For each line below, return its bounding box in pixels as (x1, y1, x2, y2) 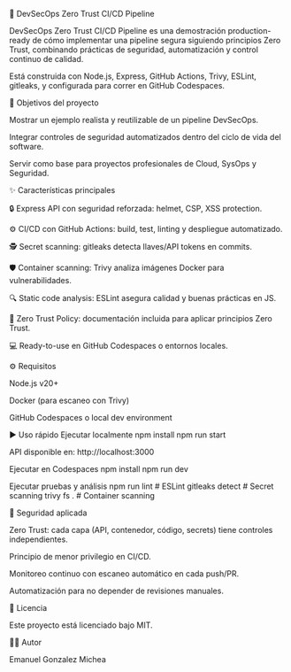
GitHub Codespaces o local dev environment (9, 413, 172, 422)
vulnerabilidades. (9, 275, 73, 285)
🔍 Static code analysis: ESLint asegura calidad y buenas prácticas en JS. (9, 293, 277, 303)
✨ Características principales (9, 185, 116, 195)
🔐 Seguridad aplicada (9, 507, 88, 518)
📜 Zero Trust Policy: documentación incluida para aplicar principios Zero (9, 313, 272, 323)
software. (9, 142, 44, 151)
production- (227, 26, 272, 35)
